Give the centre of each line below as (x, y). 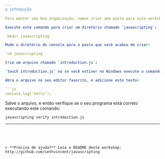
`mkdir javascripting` (28, 36)
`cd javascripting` (25, 54)
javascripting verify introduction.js (45, 117)
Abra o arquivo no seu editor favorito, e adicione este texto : (72, 80)
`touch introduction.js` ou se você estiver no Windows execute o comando (83, 71)
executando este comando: (33, 108)
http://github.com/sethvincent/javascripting (52, 152)
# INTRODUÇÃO (18, 10)
